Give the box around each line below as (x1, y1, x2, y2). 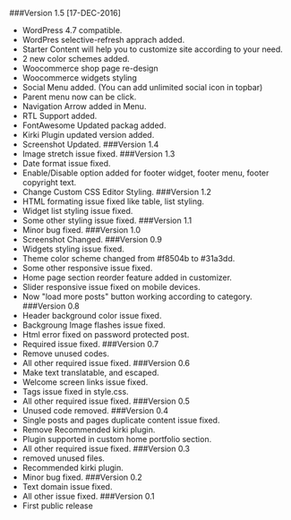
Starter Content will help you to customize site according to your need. (21, 44, 284, 55)
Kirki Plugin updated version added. (21, 130, 155, 140)
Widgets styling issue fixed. (21, 243, 125, 254)
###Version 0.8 (21, 301, 81, 311)
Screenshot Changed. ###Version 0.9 (21, 234, 163, 244)
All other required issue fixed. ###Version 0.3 (21, 443, 191, 454)
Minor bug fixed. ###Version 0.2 (21, 472, 143, 482)
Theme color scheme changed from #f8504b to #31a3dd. (21, 253, 235, 263)
